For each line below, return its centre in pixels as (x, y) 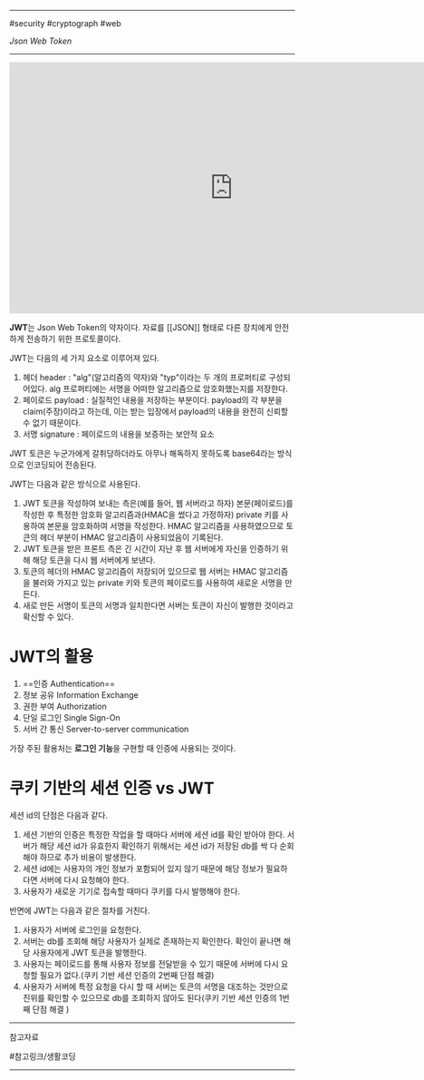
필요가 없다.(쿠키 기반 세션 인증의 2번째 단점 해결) (127, 975)
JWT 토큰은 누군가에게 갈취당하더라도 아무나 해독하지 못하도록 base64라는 (142, 453)
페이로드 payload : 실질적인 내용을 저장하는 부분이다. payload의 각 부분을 (152, 400)
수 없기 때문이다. (52, 422)
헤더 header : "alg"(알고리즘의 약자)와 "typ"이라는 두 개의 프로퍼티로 (145, 377)
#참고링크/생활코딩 (43, 1056)
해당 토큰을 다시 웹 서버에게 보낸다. (94, 560)
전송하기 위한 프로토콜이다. (73, 339)
